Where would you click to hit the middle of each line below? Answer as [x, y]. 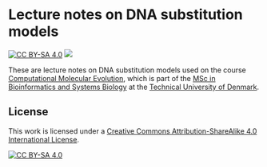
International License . [44, 139]
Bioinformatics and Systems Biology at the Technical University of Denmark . [134, 87]
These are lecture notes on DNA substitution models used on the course [127, 70]
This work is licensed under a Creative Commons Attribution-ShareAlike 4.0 [133, 131]
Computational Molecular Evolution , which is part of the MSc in [112, 78]
